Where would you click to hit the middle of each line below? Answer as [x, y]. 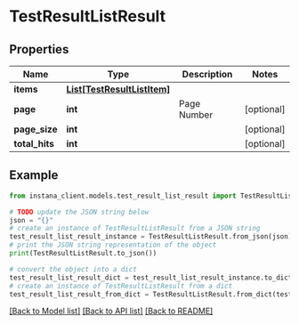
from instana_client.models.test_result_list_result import [123, 196]
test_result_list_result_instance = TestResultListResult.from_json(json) [151, 237]
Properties [39, 49]
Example [34, 175]
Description [207, 74]
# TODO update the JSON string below [79, 212]
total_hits [34, 144]
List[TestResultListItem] [118, 89]
